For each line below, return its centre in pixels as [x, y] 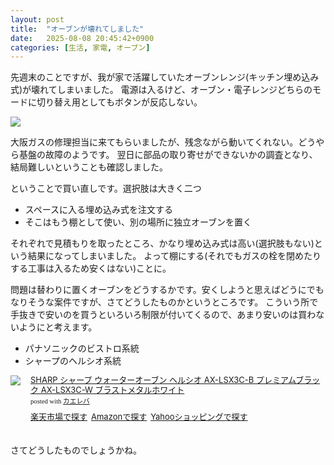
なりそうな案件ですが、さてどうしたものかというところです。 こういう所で [164, 302]
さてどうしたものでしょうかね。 [76, 450]
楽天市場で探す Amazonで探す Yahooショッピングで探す [139, 417]
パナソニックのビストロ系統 [82, 348]
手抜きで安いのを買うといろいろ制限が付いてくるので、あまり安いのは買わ [163, 315]
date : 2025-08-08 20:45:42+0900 [82, 38]
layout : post [37, 19]
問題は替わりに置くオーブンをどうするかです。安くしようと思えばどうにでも [167, 290]
